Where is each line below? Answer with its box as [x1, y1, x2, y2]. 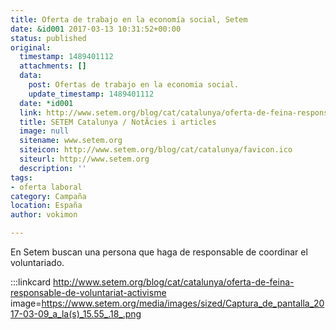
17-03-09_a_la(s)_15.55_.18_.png [10, 308, 142, 320]
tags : [10, 172, 33, 183]
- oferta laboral [10, 182, 83, 192]
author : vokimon [10, 210, 78, 220]
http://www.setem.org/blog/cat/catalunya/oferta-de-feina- [53, 276, 295, 288]
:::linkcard [10, 276, 52, 288]
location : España [10, 201, 83, 211]
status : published [10, 33, 87, 43]
